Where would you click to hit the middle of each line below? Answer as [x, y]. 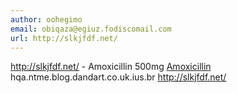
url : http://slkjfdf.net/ [64, 38]
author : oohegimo [46, 19]
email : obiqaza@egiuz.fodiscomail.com [91, 29]
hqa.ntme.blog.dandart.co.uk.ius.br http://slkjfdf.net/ [118, 77]
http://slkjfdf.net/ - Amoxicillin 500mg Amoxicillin [111, 67]
